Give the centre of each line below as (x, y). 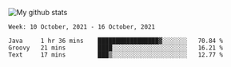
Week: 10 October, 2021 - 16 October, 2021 (82, 27)
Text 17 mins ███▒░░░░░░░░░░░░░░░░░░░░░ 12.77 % (116, 55)
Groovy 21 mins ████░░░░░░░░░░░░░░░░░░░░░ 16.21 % (116, 48)
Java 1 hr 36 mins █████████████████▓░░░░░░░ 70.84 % (116, 41)
